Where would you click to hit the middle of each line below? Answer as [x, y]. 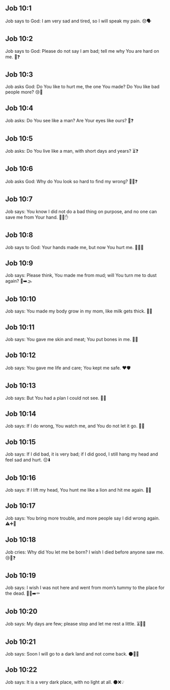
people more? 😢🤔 [24, 92]
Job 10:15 [21, 442]
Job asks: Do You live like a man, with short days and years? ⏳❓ [72, 151]
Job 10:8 [19, 235]
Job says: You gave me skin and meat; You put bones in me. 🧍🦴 [72, 339]
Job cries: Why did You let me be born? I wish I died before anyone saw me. [85, 552]
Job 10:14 [21, 414]
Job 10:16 [21, 478]
